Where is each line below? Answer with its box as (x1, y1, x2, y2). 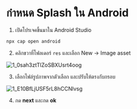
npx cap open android (6, 38, 61, 45)
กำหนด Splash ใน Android (6, 6, 129, 20)
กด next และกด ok (14, 96, 57, 104)
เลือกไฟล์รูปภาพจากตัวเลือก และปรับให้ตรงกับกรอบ (14, 73, 116, 80)
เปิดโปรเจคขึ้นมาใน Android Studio (14, 26, 92, 33)
